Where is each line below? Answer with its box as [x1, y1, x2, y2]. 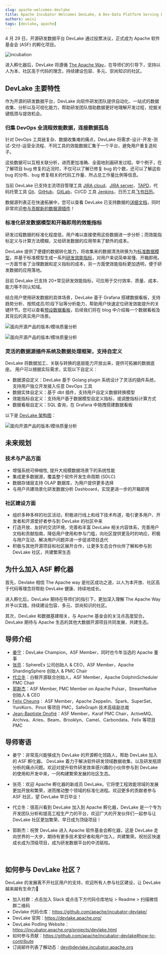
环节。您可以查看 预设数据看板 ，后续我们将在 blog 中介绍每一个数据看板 [9, 307, 156, 313]
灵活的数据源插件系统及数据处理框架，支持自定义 [5, 348, 123, 355]
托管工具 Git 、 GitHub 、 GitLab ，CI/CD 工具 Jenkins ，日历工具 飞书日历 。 [9, 189, 158, 195]
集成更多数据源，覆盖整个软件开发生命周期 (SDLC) [12, 473, 116, 479]
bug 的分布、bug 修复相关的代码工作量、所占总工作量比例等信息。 [5, 172, 141, 178]
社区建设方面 [5, 500, 36, 507]
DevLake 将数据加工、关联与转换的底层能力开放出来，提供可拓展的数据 [5, 360, 151, 366]
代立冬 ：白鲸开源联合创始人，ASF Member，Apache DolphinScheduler [12, 674, 158, 680]
